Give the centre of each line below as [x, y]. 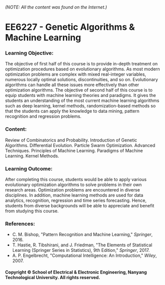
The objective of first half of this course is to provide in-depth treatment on [82, 64]
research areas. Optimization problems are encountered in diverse [73, 190]
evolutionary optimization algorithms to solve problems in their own [74, 185]
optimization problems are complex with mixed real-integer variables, [76, 74]
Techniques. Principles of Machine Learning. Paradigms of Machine [74, 150]
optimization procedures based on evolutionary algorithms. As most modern [83, 69]
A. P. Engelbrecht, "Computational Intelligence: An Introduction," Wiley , [84, 256]
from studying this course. [32, 211]
